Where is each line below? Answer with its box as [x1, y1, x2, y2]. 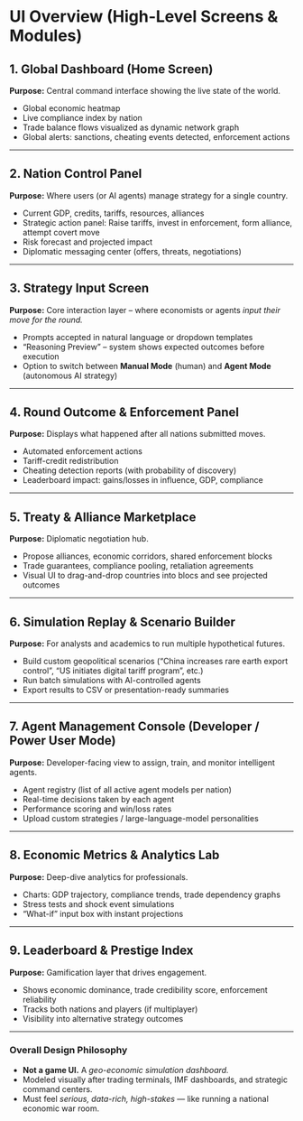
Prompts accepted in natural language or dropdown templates [22, 331, 253, 342]
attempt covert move [22, 227, 101, 237]
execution [22, 350, 60, 362]
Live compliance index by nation [22, 113, 142, 123]
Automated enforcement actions [22, 446, 142, 457]
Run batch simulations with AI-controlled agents [22, 675, 201, 686]
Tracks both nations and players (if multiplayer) [22, 1004, 198, 1014]
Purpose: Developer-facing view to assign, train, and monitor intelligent [9, 756, 275, 768]
